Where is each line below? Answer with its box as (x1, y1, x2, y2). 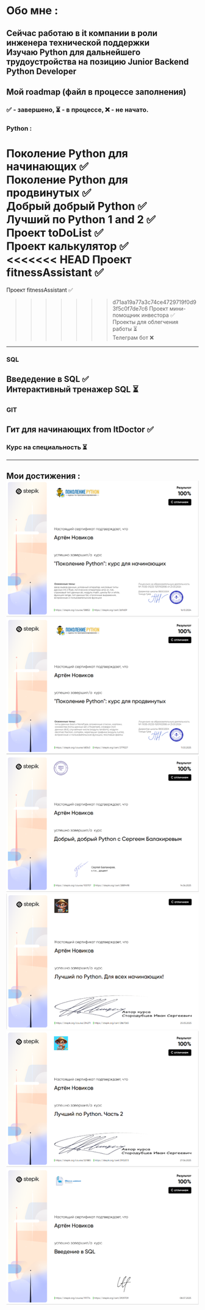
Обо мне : (6, 4, 59, 18)
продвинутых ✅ (6, 186, 92, 200)
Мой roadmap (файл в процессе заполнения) (6, 87, 187, 97)
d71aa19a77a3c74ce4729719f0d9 (112, 298, 196, 306)
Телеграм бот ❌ (112, 334, 154, 341)
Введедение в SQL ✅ (6, 374, 89, 384)
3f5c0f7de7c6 (112, 304, 148, 312)
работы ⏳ (112, 325, 137, 333)
